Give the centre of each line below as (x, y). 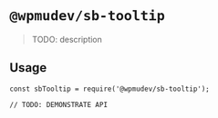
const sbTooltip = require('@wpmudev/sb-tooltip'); (109, 89)
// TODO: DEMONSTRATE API (58, 104)
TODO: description (67, 39)
